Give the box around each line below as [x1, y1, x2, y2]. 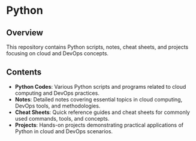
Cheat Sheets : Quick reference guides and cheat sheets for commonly [14, 109, 190, 116]
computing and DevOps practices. [14, 89, 100, 97]
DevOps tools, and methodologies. [14, 102, 101, 109]
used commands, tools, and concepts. [14, 115, 110, 122]
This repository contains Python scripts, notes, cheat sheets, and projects [6, 43, 189, 50]
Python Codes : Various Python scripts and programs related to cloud [14, 83, 186, 90]
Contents [6, 67, 42, 77]
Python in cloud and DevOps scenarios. [14, 127, 113, 135]
